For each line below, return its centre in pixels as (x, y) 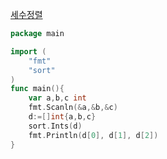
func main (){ (37, 89)
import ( (28, 51)
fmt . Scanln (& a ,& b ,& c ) (73, 108)
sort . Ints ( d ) (55, 126)
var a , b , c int (57, 98)
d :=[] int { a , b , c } (62, 117)
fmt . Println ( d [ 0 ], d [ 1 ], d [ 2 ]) (93, 135)
